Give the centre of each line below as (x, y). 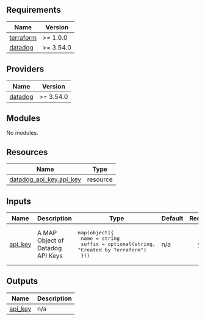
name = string (100, 238)
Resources (27, 152)
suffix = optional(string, (118, 244)
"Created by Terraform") (112, 250)
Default (172, 218)
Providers (25, 69)
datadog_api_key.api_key (45, 179)
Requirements (34, 10)
